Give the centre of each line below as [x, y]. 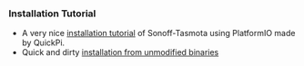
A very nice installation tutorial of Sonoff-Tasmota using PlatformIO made [158, 33]
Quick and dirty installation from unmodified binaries [120, 52]
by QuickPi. [43, 42]
